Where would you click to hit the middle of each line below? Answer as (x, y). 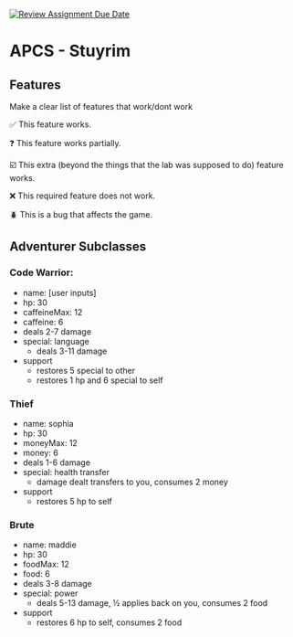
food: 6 (36, 574)
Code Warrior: (42, 272)
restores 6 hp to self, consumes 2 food (109, 622)
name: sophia (48, 423)
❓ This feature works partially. (65, 143)
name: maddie (50, 545)
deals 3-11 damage (72, 351)
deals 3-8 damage (58, 584)
